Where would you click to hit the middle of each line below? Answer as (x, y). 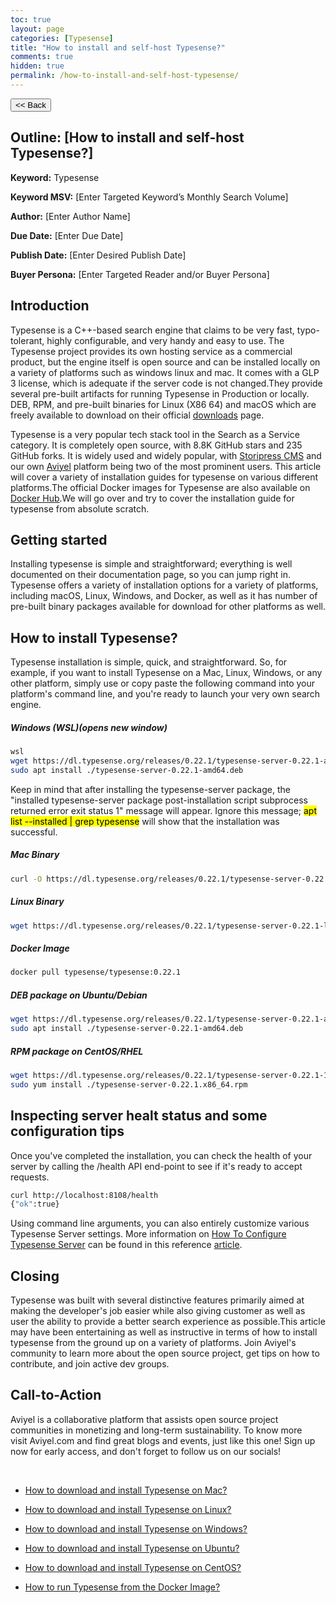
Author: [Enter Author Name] (70, 216)
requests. (30, 1177)
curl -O (26, 879)
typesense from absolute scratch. (80, 508)
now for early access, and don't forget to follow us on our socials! (146, 1451)
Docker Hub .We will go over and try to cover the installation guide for (152, 498)
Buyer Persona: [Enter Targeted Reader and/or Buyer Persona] (140, 274)
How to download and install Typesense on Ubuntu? (132, 1548)
